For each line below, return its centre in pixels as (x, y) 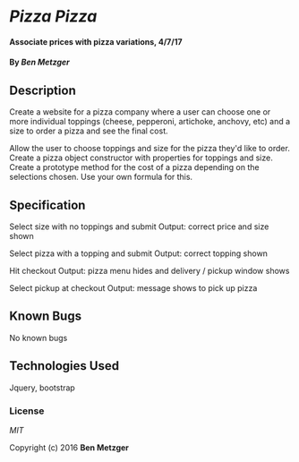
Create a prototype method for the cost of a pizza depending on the (134, 167)
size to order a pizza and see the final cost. (89, 131)
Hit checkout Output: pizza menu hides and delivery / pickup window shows (149, 271)
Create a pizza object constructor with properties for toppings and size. (141, 158)
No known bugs (38, 338)
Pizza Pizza (53, 17)
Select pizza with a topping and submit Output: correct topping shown (139, 253)
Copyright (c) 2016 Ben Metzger (69, 447)
